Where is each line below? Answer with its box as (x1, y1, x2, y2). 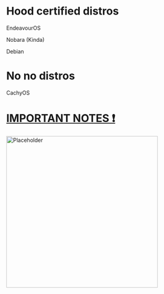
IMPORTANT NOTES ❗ (6, 112, 116, 125)
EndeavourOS (6, 24, 41, 32)
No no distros (6, 69, 76, 83)
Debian (6, 47, 24, 55)
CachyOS (6, 89, 30, 96)
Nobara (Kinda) (6, 36, 45, 43)
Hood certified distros (6, 4, 119, 18)
